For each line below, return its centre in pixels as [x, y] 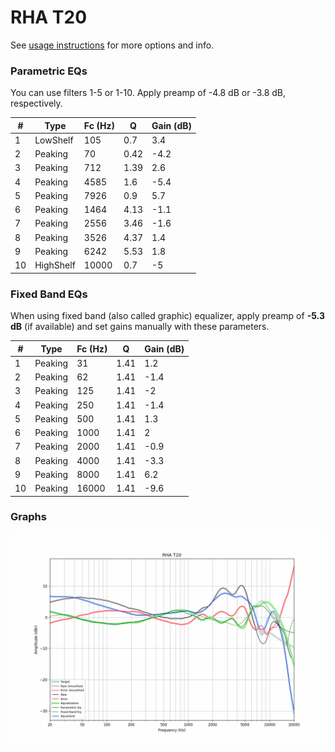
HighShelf [55, 265]
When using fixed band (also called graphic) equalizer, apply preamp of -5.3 [167, 316]
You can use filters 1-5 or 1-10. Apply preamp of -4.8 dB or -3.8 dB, [148, 93]
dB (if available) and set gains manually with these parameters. [140, 327]
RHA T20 [49, 17]
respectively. [36, 103]
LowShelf [54, 140]
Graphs [28, 517]
